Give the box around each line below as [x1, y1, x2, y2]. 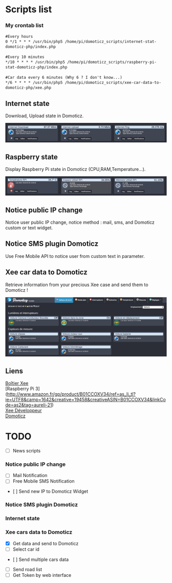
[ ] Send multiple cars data [12, 556, 69, 563]
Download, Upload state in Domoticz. [5, 113, 84, 119]
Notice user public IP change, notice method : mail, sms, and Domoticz [5, 219, 155, 225]
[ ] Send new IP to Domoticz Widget [12, 488, 89, 494]
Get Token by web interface [12, 572, 72, 578]
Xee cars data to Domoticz [5, 529, 73, 536]
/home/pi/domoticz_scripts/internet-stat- [64, 39, 157, 45]
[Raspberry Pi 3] [5, 385, 40, 392]
